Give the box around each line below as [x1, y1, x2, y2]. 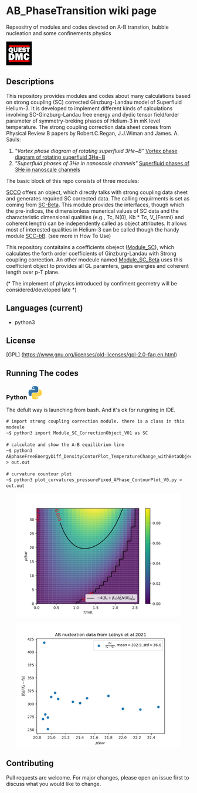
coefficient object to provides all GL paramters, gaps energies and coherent [6, 262, 189, 269]
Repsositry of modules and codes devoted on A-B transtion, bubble [6, 23, 169, 30]
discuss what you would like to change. [6, 780, 101, 787]
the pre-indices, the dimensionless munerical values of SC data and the [6, 207, 179, 215]
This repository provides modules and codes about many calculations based [6, 92, 191, 99]
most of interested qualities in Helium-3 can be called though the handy [6, 226, 179, 233]
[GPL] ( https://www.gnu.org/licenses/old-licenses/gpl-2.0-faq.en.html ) [6, 351, 178, 358]
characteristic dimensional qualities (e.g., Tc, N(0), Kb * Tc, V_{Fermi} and [6, 213, 184, 220]
